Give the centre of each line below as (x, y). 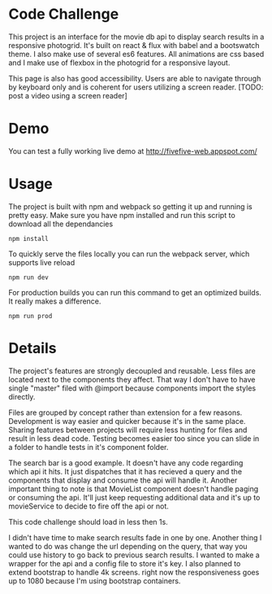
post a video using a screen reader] (68, 95)
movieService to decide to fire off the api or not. (89, 506)
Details (32, 348)
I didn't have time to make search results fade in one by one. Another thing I (135, 537)
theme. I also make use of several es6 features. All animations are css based (136, 54)
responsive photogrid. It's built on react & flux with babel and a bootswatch (134, 45)
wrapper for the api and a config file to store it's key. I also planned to (125, 563)
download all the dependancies (61, 224)
